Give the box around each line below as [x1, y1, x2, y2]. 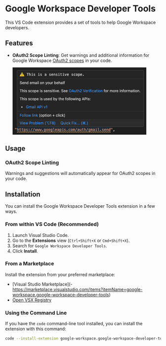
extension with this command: [5, 326, 66, 332]
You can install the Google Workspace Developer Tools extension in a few [5, 203, 155, 209]
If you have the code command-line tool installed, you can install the [5, 321, 143, 327]
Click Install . [12, 248, 38, 254]
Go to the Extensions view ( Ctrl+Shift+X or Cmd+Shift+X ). [12, 237, 130, 243]
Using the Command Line [5, 309, 67, 316]
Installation [5, 190, 41, 198]
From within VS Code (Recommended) [5, 221, 99, 228]
